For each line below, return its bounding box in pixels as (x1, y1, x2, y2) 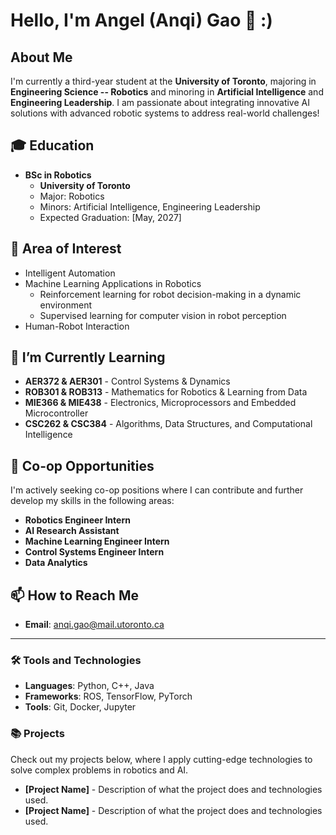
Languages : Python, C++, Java (24, 680, 155, 692)
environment (39, 299, 93, 311)
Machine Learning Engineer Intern (24, 535, 170, 548)
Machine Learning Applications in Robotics (24, 277, 202, 289)
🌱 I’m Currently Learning (10, 349, 166, 366)
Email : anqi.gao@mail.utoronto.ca (24, 619, 165, 631)
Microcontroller (24, 407, 89, 419)
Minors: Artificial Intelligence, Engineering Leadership (39, 200, 261, 213)
